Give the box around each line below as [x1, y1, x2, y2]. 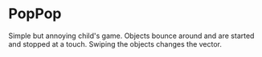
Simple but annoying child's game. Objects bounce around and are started [8, 31, 255, 40]
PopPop [8, 5, 62, 23]
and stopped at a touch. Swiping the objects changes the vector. [8, 39, 223, 48]
